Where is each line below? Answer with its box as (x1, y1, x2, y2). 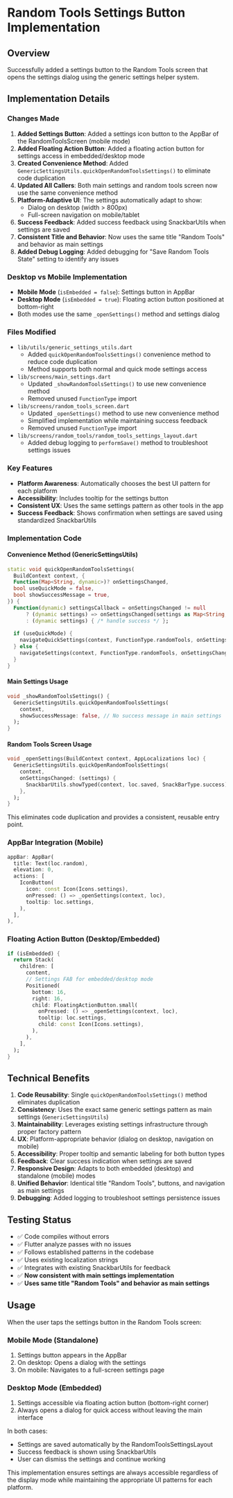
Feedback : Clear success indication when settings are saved (17, 1157, 192, 1165)
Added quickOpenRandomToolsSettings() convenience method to (27, 350, 212, 358)
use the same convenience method (17, 189, 118, 197)
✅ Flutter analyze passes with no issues (17, 1240, 132, 1248)
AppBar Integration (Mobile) (7, 837, 104, 847)
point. (7, 820, 24, 829)
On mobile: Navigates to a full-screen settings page (17, 1366, 165, 1374)
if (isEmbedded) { (7, 950, 60, 957)
